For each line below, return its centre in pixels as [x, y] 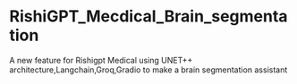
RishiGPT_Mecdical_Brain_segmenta [148, 17]
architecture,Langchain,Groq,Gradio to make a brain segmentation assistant [148, 70]
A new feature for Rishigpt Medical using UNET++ [101, 60]
